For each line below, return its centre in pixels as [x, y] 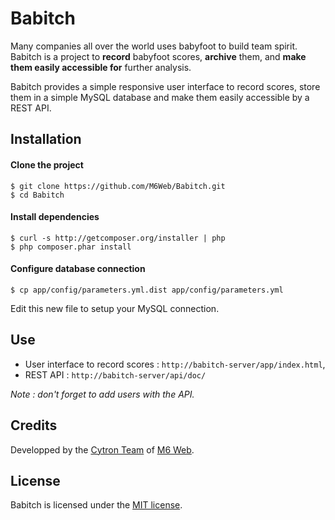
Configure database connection [78, 269]
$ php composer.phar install [71, 247]
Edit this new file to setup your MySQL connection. [115, 308]
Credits [34, 425]
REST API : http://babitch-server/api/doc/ [115, 374]
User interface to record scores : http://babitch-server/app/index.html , [175, 364]
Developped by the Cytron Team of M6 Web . [102, 449]
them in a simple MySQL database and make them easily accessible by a [160, 97]
